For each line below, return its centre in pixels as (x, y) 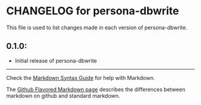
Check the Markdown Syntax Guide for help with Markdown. (81, 78)
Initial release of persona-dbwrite (56, 60)
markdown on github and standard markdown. (63, 95)
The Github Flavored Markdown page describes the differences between (96, 89)
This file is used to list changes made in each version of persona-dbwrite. (97, 27)
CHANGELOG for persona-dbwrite (93, 11)
